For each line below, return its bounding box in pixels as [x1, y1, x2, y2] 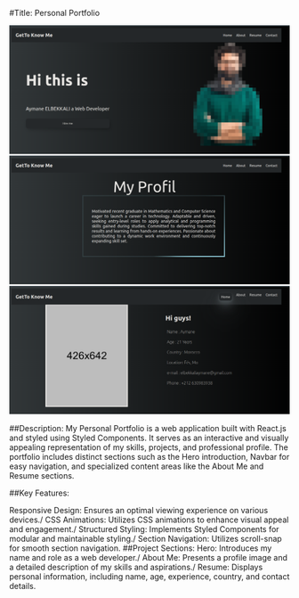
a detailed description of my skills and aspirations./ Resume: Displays [9, 561, 263, 573]
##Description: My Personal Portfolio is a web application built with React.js [9, 423, 287, 434]
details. [9, 581, 36, 592]
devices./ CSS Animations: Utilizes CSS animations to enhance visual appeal [9, 514, 289, 525]
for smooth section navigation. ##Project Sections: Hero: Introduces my [9, 543, 272, 553]
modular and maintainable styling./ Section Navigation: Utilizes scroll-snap [9, 534, 282, 545]
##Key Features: [9, 487, 69, 498]
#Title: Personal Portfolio [9, 8, 101, 18]
